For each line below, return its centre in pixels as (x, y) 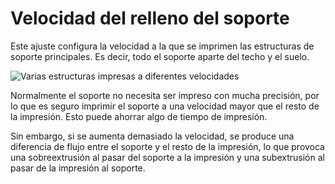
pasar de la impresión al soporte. (78, 168)
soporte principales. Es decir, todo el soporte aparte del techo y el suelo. (160, 56)
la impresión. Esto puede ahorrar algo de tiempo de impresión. (139, 116)
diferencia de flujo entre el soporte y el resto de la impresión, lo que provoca (167, 146)
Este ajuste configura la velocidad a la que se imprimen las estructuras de (162, 46)
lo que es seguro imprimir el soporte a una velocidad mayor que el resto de (165, 106)
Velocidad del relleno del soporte (150, 18)
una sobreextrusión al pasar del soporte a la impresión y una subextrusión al (167, 157)
